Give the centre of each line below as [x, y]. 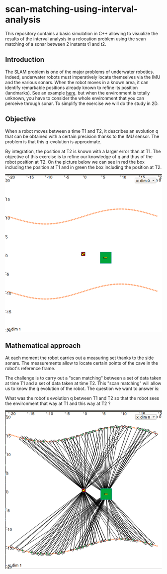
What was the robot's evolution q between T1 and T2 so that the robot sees [82, 398]
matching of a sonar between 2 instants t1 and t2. [56, 44]
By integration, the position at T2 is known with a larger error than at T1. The [83, 151]
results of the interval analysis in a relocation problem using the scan [76, 39]
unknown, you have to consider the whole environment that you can [75, 98]
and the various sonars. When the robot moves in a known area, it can [77, 82]
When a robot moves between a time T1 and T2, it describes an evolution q [82, 131]
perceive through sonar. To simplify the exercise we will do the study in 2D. [82, 103]
